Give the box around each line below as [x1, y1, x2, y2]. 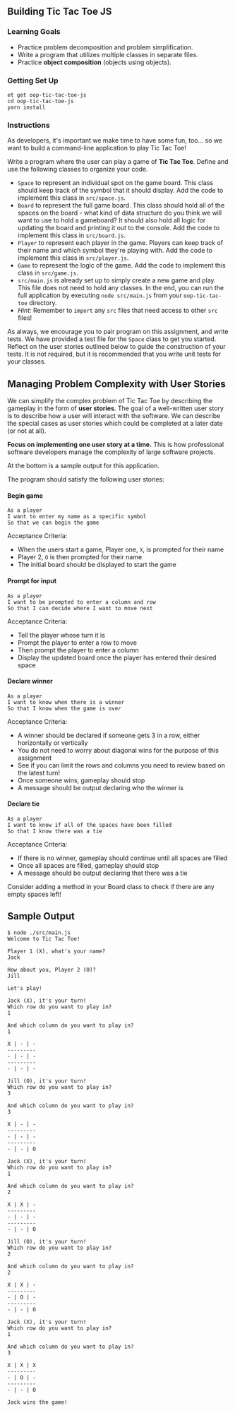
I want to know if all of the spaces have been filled [7, 821, 172, 828]
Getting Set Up [7, 76, 59, 85]
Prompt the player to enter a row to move [17, 638, 138, 647]
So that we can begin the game [7, 519, 100, 527]
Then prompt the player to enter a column [17, 645, 139, 654]
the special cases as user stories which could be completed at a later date [7, 419, 224, 428]
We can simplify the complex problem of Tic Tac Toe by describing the [7, 397, 213, 405]
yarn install [7, 104, 46, 111]
